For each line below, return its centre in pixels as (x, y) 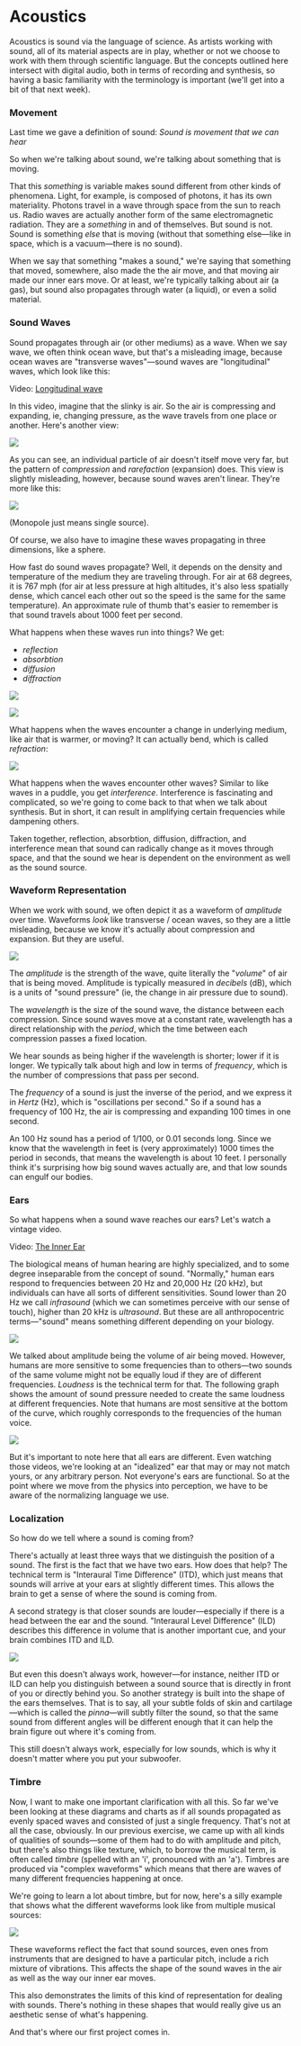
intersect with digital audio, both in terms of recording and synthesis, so (142, 70)
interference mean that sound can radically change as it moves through (142, 848)
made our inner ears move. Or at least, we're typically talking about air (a (144, 280)
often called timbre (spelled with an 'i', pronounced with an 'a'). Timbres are (150, 1859)
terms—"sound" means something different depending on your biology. (142, 1321)
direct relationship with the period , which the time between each (128, 1029)
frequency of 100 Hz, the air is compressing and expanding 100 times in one (150, 1111)
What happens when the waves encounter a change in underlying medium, (148, 729)
